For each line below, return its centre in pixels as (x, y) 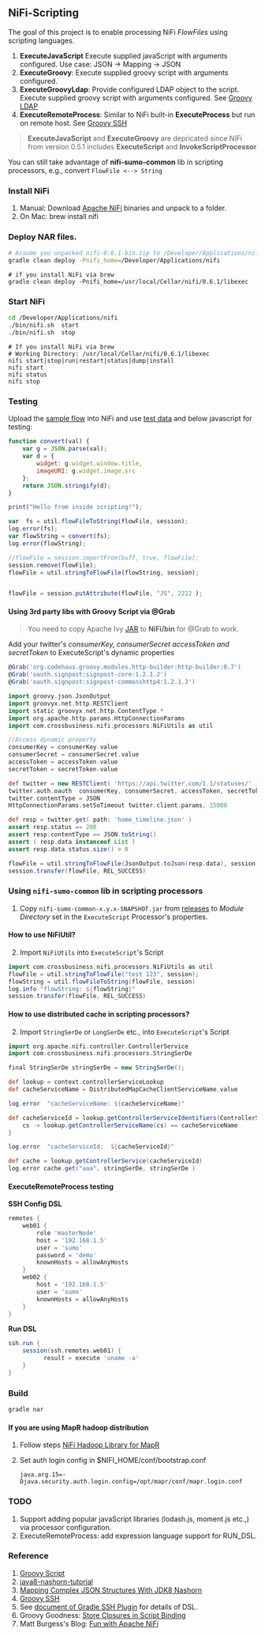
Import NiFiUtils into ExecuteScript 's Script (91, 952)
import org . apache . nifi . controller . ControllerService (99, 1046)
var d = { (39, 456)
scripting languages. (41, 40)
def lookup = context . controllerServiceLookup (86, 1082)
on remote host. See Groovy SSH (73, 123)
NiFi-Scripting (43, 13)
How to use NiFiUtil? (42, 935)
